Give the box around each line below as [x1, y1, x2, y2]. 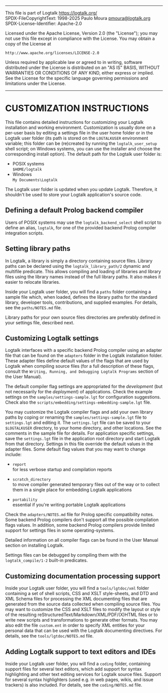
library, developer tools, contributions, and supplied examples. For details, [5, 299, 157, 305]
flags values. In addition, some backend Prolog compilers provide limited [5, 522, 155, 528]
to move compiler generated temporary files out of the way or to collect [12, 482, 160, 488]
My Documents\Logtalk [12, 177, 57, 182]
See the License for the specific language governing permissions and [5, 75, 148, 81]
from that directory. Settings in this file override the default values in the [5, 441, 153, 447]
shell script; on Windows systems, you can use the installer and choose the [5, 145, 160, 151]
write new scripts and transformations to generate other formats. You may [5, 617, 158, 623]
